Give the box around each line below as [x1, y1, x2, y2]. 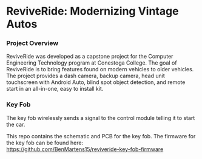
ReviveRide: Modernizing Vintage [6, 4, 179, 18]
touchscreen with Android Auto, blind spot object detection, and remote [6, 79, 186, 86]
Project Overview [6, 39, 59, 48]
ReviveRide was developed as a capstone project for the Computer [6, 53, 173, 60]
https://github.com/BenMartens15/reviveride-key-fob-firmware [6, 145, 164, 153]
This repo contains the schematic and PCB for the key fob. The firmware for [6, 132, 196, 140]
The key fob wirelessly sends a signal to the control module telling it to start [6, 114, 195, 121]
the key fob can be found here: [6, 139, 84, 146]
